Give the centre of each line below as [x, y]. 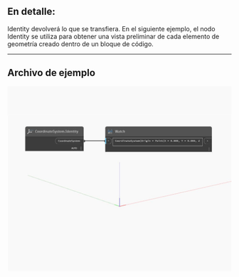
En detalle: [31, 12]
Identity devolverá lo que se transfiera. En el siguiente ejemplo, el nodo [111, 28]
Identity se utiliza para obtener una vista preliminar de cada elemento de [113, 36]
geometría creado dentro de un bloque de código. [81, 44]
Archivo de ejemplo [52, 73]
